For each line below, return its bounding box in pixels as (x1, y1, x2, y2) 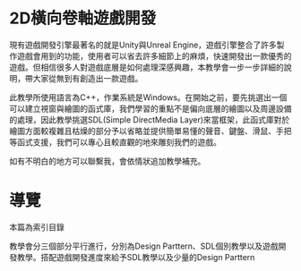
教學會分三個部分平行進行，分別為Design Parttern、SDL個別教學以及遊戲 (9, 241, 279, 251)
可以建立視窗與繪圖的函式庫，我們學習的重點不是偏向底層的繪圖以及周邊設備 (9, 103, 292, 114)
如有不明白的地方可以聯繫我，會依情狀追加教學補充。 (9, 156, 206, 166)
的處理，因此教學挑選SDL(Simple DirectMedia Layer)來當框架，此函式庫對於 (9, 114, 290, 125)
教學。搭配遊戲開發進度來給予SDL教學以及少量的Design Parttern (16, 251, 255, 262)
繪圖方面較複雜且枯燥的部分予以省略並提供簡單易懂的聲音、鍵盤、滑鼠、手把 (9, 125, 292, 136)
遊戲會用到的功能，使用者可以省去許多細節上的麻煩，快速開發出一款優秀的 (16, 50, 292, 61)
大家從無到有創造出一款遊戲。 (32, 72, 143, 83)
